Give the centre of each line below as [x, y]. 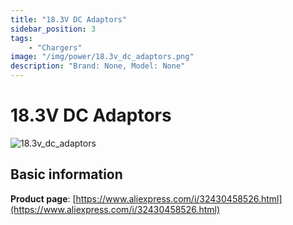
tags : [21, 38]
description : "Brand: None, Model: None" [98, 66]
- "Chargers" [55, 47]
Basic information [66, 174]
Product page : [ [43, 198]
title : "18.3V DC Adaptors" [69, 19]
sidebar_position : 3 [53, 29]
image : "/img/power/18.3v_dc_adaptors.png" [102, 57]
